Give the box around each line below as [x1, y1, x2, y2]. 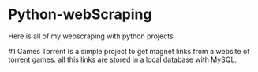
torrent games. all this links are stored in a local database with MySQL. [8, 55, 237, 64]
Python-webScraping [8, 5, 152, 23]
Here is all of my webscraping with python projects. [8, 31, 176, 41]
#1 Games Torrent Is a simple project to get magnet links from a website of [8, 46, 250, 56]
